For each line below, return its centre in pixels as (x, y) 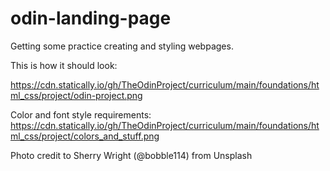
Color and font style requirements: (81, 114)
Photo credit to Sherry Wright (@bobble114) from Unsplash (131, 155)
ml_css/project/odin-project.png (76, 95)
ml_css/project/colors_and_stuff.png (85, 136)
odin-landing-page (91, 18)
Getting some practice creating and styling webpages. (122, 46)
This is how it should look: (64, 65)
